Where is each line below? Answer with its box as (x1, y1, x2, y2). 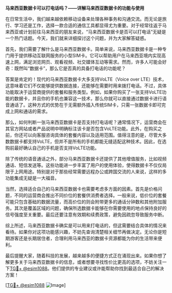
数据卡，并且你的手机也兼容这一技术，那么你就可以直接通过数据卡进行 (14, 95, 162, 102)
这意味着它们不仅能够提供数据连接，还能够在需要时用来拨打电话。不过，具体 (5, 83, 167, 89)
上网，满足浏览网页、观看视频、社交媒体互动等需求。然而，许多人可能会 (9, 59, 162, 65)
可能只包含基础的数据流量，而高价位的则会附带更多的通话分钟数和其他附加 (5, 199, 162, 205)
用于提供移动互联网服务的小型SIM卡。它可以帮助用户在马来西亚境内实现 (9, 52, 162, 58)
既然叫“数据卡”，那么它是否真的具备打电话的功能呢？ (14, 65, 126, 71)
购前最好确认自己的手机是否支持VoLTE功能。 (5, 145, 100, 151)
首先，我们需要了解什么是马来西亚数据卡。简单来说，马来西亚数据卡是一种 (5, 46, 162, 52)
